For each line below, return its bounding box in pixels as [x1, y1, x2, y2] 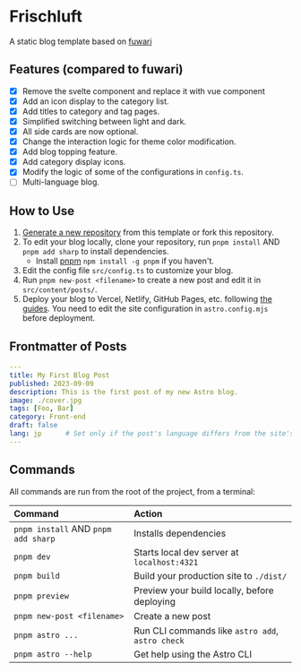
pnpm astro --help [13, 649, 92, 659]
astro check [133, 635, 185, 646]
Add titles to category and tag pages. [21, 106, 160, 116]
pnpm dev [13, 551, 51, 562]
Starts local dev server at [133, 546, 239, 558]
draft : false [9, 421, 58, 430]
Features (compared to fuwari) [9, 62, 184, 77]
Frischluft [9, 6, 82, 27]
